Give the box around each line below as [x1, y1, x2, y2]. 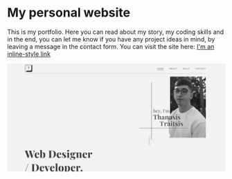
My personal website [7, 5, 131, 21]
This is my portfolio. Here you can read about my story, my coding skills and [7, 28, 224, 36]
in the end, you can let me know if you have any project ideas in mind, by [7, 35, 215, 43]
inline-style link [7, 50, 51, 58]
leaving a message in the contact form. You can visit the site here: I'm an [7, 42, 215, 50]
